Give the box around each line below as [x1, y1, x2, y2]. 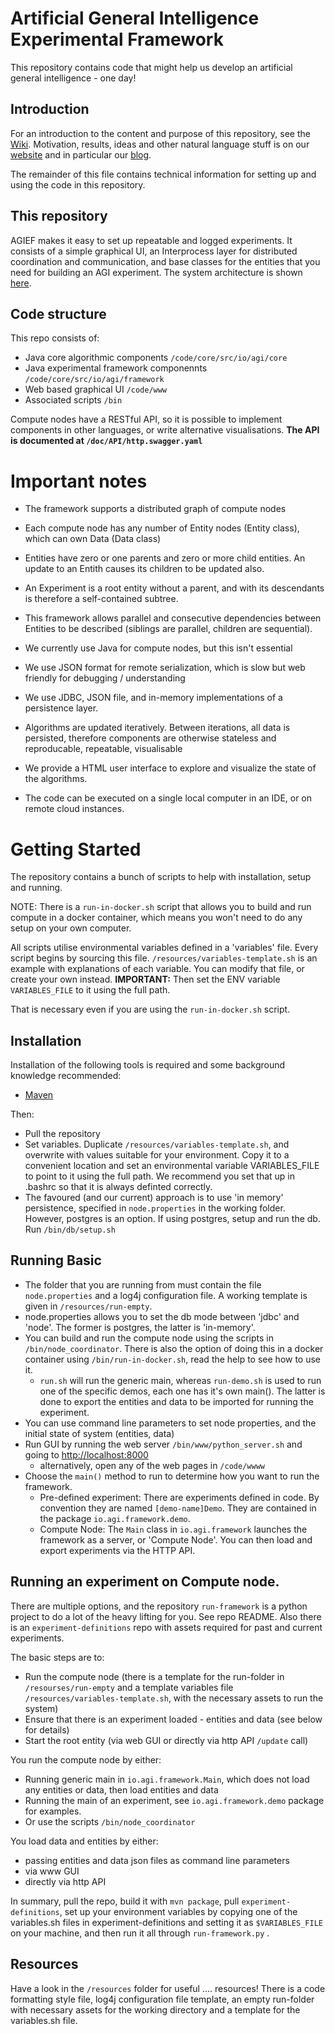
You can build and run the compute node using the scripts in [24, 1332, 274, 1344]
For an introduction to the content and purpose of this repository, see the [10, 127, 311, 139]
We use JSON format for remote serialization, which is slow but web [24, 662, 306, 674]
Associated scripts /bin [24, 394, 123, 406]
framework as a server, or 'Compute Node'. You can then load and [39, 1533, 313, 1546]
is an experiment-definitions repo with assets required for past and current [10, 1621, 323, 1633]
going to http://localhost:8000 [24, 1448, 149, 1461]
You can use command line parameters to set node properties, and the [24, 1417, 317, 1429]
